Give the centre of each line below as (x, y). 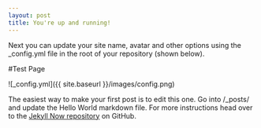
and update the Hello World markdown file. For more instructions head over (130, 108)
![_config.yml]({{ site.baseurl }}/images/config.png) (91, 84)
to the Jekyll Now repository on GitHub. (72, 115)
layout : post (30, 15)
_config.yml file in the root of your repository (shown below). (106, 53)
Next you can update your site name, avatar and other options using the (125, 45)
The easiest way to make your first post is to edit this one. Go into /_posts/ (129, 99)
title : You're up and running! (60, 23)
